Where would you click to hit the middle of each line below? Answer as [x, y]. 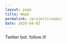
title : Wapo [17, 14]
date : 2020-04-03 [23, 23]
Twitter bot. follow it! [26, 37]
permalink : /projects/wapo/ [34, 19]
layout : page [18, 10]
